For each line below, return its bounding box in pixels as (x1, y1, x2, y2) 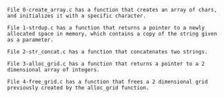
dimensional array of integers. (7, 66, 100, 73)
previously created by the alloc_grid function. (7, 84, 150, 91)
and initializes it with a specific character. (7, 12, 147, 19)
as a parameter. (7, 36, 54, 43)
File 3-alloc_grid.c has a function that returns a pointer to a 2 (7, 60, 205, 67)
